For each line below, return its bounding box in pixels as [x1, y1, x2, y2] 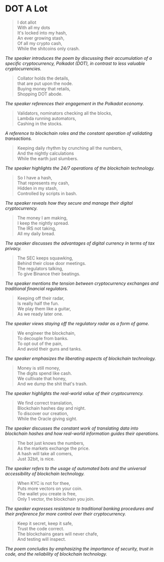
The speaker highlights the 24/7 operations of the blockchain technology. [5, 165, 155, 171]
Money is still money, [17, 365, 60, 371]
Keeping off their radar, [17, 295, 65, 301]
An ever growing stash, [17, 35, 65, 41]
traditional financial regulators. [5, 285, 68, 292]
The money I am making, [17, 215, 68, 220]
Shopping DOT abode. [17, 91, 63, 97]
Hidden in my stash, [17, 185, 58, 191]
